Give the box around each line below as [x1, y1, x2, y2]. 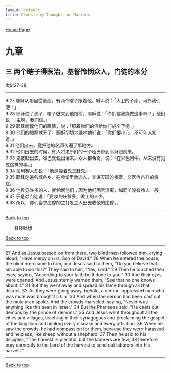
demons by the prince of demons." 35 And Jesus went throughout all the [5, 309, 158, 315]
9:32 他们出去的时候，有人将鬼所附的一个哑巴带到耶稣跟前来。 [5, 148, 136, 154]
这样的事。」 [9, 161, 35, 167]
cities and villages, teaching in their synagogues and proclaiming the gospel [5, 314, 164, 321]
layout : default [5, 7, 40, 13]
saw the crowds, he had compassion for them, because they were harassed [5, 326, 164, 332]
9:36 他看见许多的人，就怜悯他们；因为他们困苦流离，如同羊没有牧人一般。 [5, 186, 163, 193]
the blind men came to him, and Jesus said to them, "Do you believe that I [5, 260, 160, 267]
